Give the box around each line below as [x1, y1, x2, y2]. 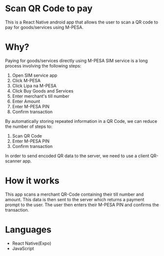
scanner [5, 158, 22, 164]
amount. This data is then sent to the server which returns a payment [5, 196, 144, 202]
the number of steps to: [5, 123, 52, 129]
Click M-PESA [12, 77, 41, 83]
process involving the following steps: [5, 63, 82, 69]
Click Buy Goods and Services [12, 88, 73, 93]
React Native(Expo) [12, 240, 51, 246]
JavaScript [12, 245, 34, 251]
